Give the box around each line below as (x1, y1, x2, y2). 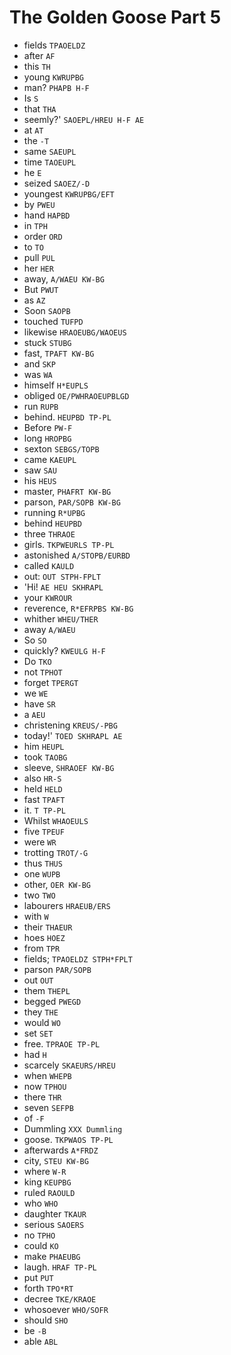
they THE (23, 1006, 59, 1018)
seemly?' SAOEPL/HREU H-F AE (23, 113, 145, 125)
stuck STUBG (23, 336, 72, 348)
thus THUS (23, 857, 63, 869)
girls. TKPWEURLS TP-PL (23, 538, 115, 550)
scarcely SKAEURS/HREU (23, 1059, 116, 1071)
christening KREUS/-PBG (23, 719, 118, 731)
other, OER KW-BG (23, 878, 92, 890)
